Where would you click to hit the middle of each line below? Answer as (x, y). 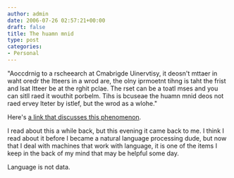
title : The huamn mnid (41, 34)
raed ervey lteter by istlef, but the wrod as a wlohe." (82, 103)
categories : (25, 47)
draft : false (26, 27)
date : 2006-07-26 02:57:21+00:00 (56, 20)
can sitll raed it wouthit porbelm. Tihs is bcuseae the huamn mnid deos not (116, 95)
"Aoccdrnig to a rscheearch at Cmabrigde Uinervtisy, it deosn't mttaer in (112, 73)
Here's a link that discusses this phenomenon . (74, 117)
